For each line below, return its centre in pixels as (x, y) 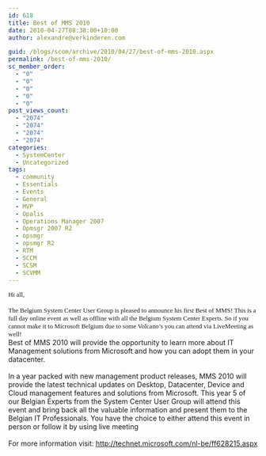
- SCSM (26, 265)
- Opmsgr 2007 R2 (44, 229)
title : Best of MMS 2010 (49, 23)
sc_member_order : (37, 67)
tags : (17, 170)
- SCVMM (28, 273)
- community (35, 177)
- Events (30, 192)
